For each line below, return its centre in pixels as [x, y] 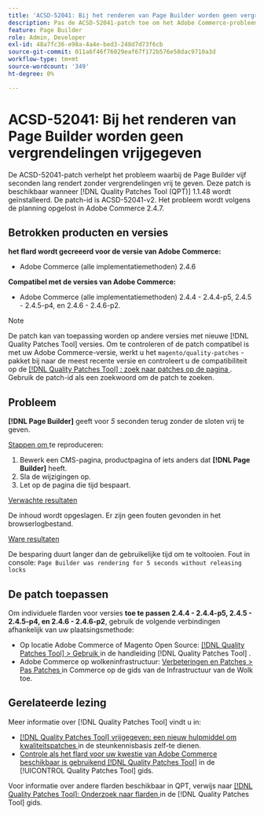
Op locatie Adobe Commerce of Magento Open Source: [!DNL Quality [132, 645]
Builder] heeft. [43, 469]
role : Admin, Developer [47, 37]
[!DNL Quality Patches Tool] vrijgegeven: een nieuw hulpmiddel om [128, 737]
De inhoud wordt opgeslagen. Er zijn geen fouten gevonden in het [115, 516]
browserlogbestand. [41, 524]
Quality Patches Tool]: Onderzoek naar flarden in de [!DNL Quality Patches [129, 794]
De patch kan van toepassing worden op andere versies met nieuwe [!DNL [128, 336]
